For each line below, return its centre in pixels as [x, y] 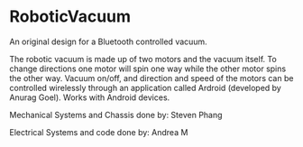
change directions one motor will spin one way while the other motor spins [148, 69]
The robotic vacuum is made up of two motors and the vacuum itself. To [143, 59]
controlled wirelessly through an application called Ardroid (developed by [145, 87]
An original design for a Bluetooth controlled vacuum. [108, 41]
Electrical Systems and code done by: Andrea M [99, 132]
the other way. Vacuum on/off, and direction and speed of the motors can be [151, 78]
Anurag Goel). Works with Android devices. [90, 97]
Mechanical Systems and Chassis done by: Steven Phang [116, 115]
